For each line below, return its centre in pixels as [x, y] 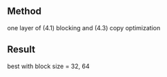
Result [21, 50]
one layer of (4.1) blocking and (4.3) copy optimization [84, 27]
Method [24, 11]
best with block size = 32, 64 [48, 66]
